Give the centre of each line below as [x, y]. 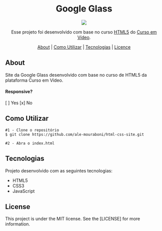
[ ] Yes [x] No [19, 103]
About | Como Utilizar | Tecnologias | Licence [84, 47]
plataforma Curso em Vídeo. [34, 80]
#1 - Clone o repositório [32, 130]
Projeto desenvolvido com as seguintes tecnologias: [59, 170]
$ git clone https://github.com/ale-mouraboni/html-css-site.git [74, 134]
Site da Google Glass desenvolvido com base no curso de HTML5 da [76, 75]
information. [18, 224]
